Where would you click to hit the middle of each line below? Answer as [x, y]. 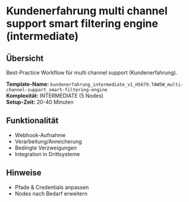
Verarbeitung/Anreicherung [48, 141]
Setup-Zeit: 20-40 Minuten [40, 102]
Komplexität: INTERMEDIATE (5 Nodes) [55, 96]
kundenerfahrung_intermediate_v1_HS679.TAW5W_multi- [117, 85]
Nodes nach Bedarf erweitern [51, 193]
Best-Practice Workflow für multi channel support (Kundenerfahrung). [92, 72]
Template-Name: [28, 84]
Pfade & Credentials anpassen [52, 187]
